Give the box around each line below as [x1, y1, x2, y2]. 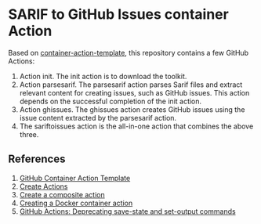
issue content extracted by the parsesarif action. [19, 113, 177, 122]
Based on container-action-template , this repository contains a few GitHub [8, 48, 249, 57]
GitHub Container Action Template [19, 173, 131, 182]
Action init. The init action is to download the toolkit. [19, 71, 187, 81]
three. [19, 129, 39, 139]
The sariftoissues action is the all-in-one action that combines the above [19, 121, 254, 131]
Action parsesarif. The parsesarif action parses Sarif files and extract [19, 80, 243, 89]
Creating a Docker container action [19, 198, 133, 208]
